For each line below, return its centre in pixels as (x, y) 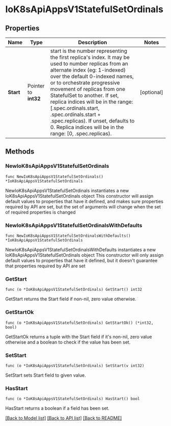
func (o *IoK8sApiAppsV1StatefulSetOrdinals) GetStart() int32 (74, 290)
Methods (20, 152)
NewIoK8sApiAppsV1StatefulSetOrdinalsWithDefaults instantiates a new (81, 250)
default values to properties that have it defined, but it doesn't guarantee (81, 260)
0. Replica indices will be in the (87, 127)
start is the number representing (89, 51)
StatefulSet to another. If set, (84, 95)
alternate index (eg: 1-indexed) (88, 70)
